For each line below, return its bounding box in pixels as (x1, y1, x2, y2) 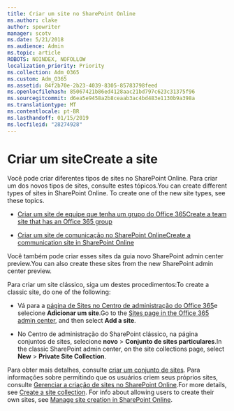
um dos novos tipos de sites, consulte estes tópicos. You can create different (7, 181, 227, 190)
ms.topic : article (7, 50, 61, 57)
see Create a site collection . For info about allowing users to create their (7, 388, 214, 396)
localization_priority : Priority (7, 62, 105, 69)
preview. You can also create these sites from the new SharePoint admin (7, 260, 214, 268)
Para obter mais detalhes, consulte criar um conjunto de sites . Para (7, 365, 200, 375)
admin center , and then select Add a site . (17, 316, 136, 325)
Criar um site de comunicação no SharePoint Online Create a (17, 231, 191, 239)
